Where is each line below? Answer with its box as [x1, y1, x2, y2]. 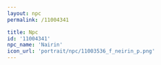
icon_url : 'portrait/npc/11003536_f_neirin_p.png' [7, 48, 155, 55]
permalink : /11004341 [7, 16, 69, 23]
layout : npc [7, 10, 41, 17]
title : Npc [7, 29, 39, 36]
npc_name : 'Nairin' [7, 42, 63, 49]
